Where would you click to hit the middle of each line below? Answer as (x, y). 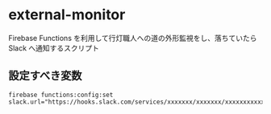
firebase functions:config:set (61, 95)
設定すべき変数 (45, 76)
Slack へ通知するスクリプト (54, 48)
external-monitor (67, 15)
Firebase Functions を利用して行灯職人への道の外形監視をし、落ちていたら (133, 38)
